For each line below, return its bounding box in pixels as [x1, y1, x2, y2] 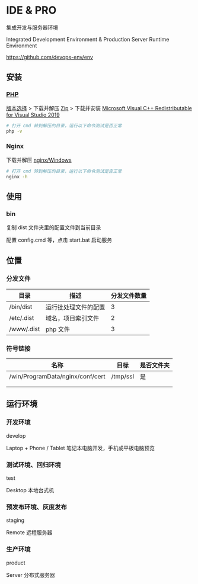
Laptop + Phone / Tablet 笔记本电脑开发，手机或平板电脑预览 [6, 444, 155, 451]
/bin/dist [9, 303, 33, 311]
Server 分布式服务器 [6, 571, 55, 578]
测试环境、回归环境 [6, 460, 61, 469]
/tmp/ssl [111, 373, 135, 381]
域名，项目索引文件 [45, 314, 100, 322]
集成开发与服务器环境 [6, 24, 58, 31]
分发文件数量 [110, 291, 147, 300]
